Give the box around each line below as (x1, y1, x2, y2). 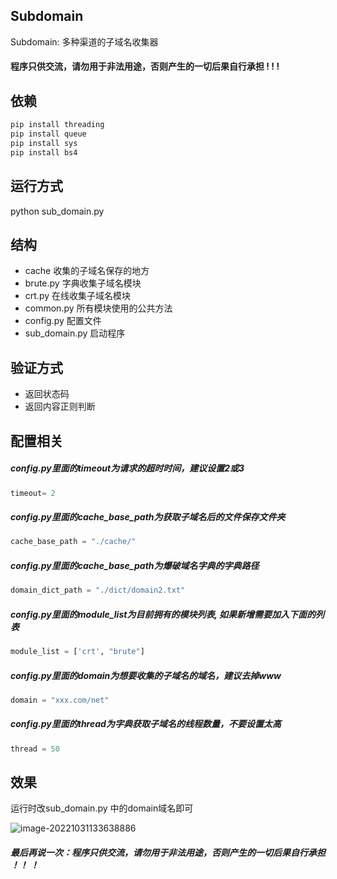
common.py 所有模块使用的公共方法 (24, 302, 173, 314)
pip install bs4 (10, 147, 78, 158)
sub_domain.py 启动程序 (24, 327, 126, 339)
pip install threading (10, 120, 105, 130)
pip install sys (10, 138, 78, 148)
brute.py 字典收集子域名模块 (24, 277, 142, 289)
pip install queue (10, 129, 87, 139)
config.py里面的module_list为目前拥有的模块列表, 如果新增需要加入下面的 (10, 608, 316, 620)
